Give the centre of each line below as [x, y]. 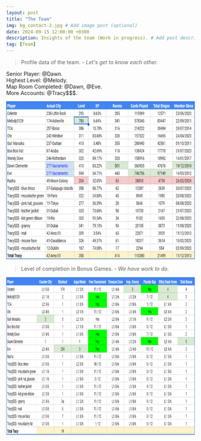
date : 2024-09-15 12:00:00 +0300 [48, 32]
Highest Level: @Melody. [37, 80]
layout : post [22, 13]
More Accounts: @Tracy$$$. [42, 93]
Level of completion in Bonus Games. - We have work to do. [95, 269]
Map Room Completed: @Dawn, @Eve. [54, 87]
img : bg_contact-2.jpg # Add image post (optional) [72, 25]
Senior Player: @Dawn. [34, 74]
